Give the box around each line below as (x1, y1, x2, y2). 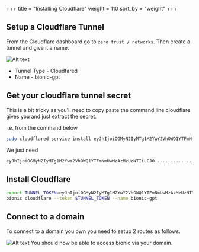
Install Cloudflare (6, 174, 71, 184)
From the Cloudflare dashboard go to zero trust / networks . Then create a (6, 38, 191, 45)
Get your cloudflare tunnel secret (6, 91, 131, 101)
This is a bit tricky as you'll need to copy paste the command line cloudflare (6, 106, 191, 113)
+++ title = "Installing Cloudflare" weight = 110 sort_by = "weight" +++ (6, 5, 178, 12)
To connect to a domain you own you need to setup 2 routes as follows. (6, 228, 181, 235)
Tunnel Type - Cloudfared (14, 67, 78, 74)
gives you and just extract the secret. (6, 113, 97, 120)
